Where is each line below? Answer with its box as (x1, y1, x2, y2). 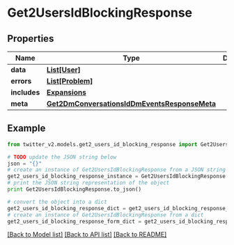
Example (7, 122, 46, 134)
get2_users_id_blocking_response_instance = (7, 173, 139, 180)
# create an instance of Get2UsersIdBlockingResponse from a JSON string (7, 166, 226, 173)
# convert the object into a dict (7, 198, 108, 205)
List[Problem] (46, 77, 93, 86)
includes (10, 88, 40, 97)
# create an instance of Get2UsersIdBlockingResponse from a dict (7, 211, 204, 219)
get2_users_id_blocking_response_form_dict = (7, 218, 141, 225)
